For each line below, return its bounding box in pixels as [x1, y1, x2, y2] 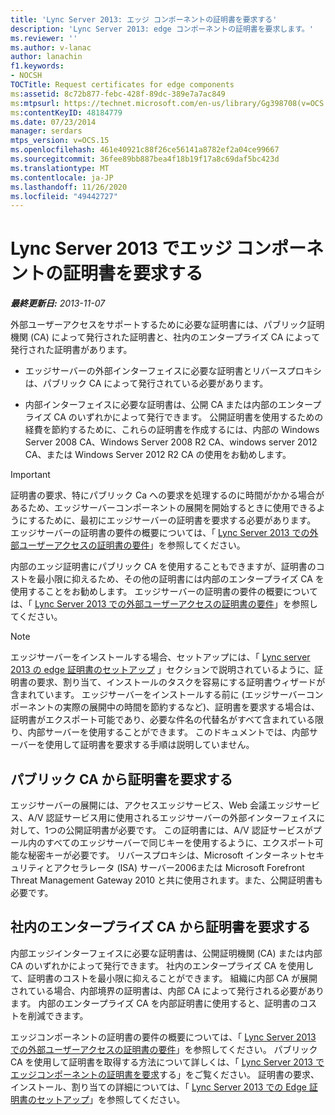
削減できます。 [27, 1009, 89, 1021]
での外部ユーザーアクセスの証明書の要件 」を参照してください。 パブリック [10, 1043, 318, 1055]
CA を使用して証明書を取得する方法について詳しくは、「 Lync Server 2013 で [10, 1056, 325, 1068]
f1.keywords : [10, 61, 65, 71]
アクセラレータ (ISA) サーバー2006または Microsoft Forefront [53, 862, 305, 873]
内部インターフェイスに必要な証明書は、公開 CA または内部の [24, 399, 279, 411]
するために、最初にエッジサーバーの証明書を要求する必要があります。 [28, 514, 317, 526]
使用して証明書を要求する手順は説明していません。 [44, 739, 255, 751]
